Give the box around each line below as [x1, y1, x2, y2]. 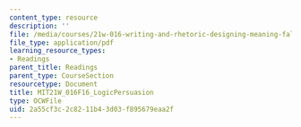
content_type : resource [9, 13, 99, 22]
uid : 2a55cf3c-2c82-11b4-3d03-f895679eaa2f [9, 105, 175, 114]
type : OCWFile [9, 96, 63, 106]
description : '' [9, 21, 70, 30]
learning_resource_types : [9, 47, 106, 55]
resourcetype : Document [9, 80, 99, 89]
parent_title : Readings [9, 63, 99, 72]
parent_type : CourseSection [9, 72, 115, 80]
